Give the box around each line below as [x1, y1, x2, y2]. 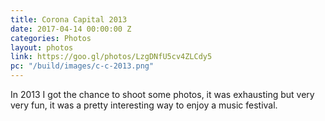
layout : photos [10, 42, 74, 53]
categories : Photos [10, 33, 92, 43]
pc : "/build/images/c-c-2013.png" [10, 61, 155, 71]
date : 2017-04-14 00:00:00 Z [10, 24, 132, 34]
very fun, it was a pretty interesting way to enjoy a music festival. [10, 99, 278, 111]
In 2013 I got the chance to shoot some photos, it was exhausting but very [10, 89, 315, 100]
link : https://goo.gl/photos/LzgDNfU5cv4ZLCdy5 [10, 52, 213, 62]
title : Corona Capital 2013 [10, 14, 128, 25]
